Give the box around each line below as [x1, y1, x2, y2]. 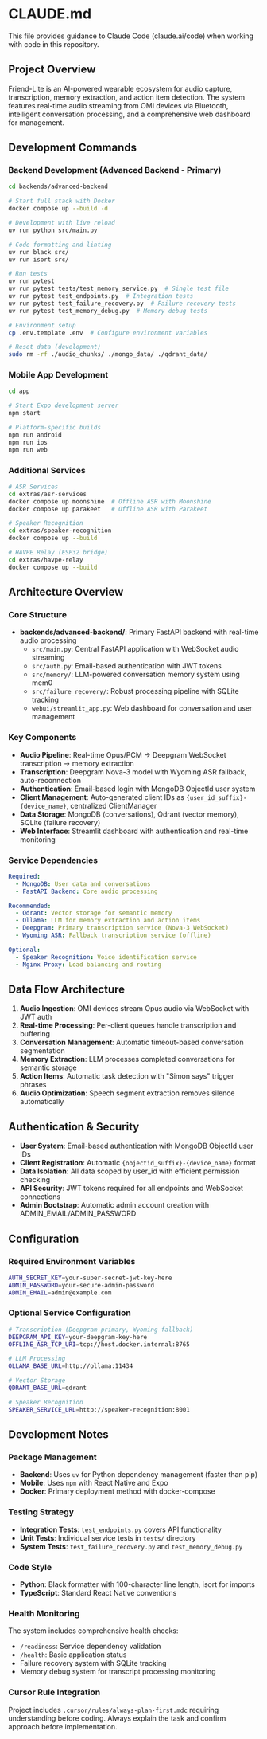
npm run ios [8, 438, 48, 446]
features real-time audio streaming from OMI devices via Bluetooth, [8, 100, 229, 110]
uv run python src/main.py [8, 226, 98, 234]
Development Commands [8, 141, 137, 155]
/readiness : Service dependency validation [19, 1642, 161, 1651]
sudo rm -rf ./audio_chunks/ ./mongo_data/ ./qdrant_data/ [8, 351, 208, 358]
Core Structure [8, 609, 68, 620]
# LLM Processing [8, 1355, 66, 1363]
